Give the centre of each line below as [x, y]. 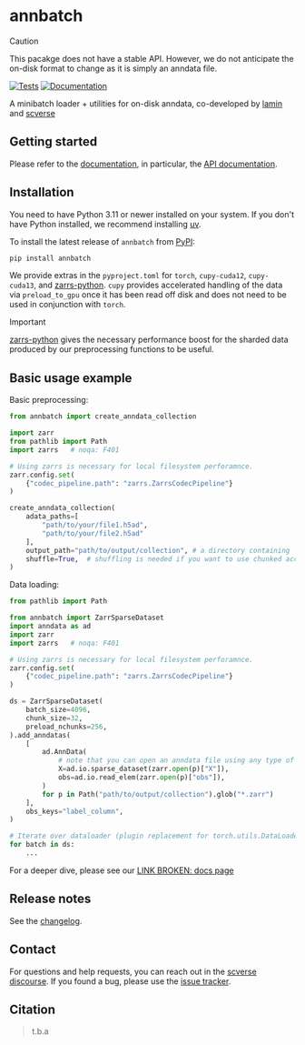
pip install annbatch [50, 258]
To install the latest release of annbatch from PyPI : [102, 241]
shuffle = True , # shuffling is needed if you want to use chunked [154, 559]
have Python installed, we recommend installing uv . [105, 224]
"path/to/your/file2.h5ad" [93, 533]
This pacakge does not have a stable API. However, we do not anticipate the [152, 58]
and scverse [33, 113]
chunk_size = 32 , [54, 718]
